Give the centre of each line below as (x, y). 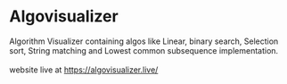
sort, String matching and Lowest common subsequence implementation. (144, 50)
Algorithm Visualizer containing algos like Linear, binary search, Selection (144, 41)
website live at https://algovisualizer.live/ (84, 70)
